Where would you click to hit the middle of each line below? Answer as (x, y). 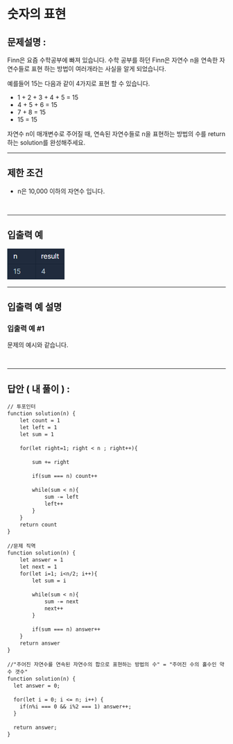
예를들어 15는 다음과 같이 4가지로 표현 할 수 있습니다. (79, 83)
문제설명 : (27, 42)
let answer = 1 (42, 560)
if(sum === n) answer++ (66, 629)
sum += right (51, 463)
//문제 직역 (21, 546)
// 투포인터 (21, 407)
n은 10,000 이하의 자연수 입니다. (61, 191)
